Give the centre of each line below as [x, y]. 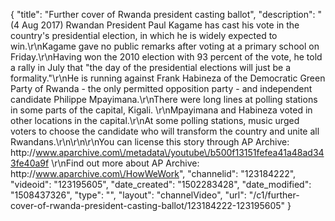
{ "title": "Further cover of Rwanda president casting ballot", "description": [163, 14]
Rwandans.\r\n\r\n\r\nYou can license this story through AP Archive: [150, 142]
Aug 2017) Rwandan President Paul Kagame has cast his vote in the [160, 25]
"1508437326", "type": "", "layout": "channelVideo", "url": [128, 195]
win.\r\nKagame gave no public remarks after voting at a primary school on [165, 46]
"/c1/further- [274, 195]
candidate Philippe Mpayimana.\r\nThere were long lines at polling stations [164, 99]
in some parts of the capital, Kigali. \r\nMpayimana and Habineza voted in [161, 110]
